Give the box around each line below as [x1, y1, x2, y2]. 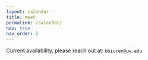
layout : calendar [6, 8, 49, 15]
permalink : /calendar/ [6, 20, 62, 26]
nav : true [6, 25, 31, 31]
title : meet [6, 14, 36, 20]
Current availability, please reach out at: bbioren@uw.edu [6, 47, 143, 54]
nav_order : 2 [6, 31, 39, 37]
